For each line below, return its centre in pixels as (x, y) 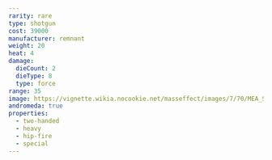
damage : (21, 61)
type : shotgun (32, 23)
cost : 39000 (28, 31)
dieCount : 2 (36, 69)
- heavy (29, 128)
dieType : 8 (34, 76)
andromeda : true (36, 106)
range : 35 (25, 91)
